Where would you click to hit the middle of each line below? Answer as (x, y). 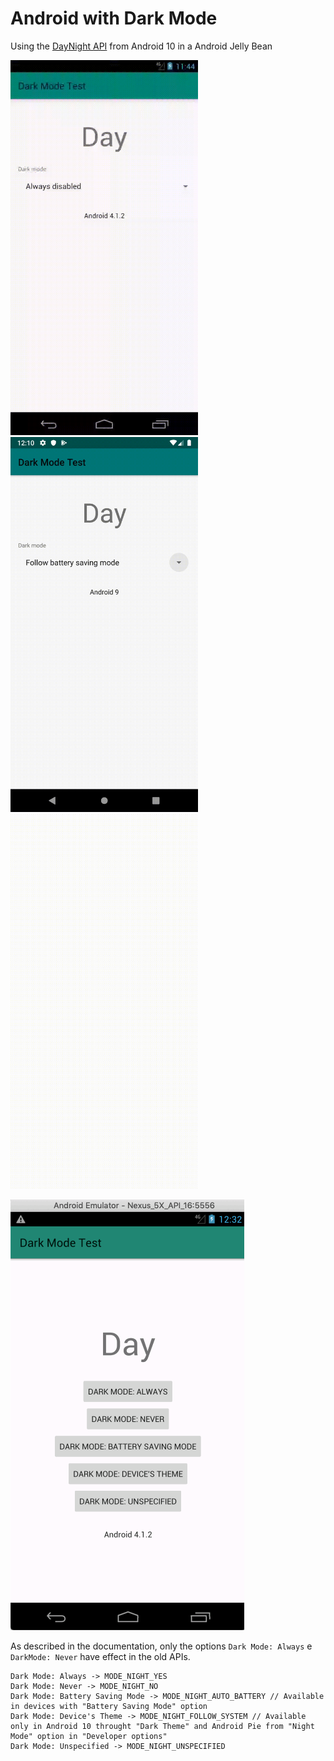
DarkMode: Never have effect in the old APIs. (100, 1656)
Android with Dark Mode (114, 18)
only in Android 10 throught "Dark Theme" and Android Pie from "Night (162, 1726)
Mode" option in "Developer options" (89, 1736)
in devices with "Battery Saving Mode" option (109, 1706)
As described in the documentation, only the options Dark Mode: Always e (161, 1646)
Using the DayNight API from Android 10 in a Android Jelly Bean (141, 46)
